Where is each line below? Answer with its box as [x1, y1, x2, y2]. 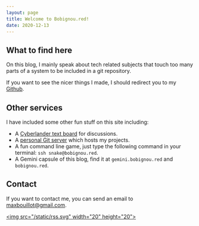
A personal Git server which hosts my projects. [14, 136, 130, 143]
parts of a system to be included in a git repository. [6, 68, 132, 75]
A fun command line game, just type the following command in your [14, 143, 181, 149]
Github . [6, 85, 24, 93]
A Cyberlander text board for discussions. [14, 130, 118, 137]
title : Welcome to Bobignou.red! [6, 16, 89, 22]
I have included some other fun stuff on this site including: [6, 118, 149, 126]
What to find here [6, 45, 73, 55]
